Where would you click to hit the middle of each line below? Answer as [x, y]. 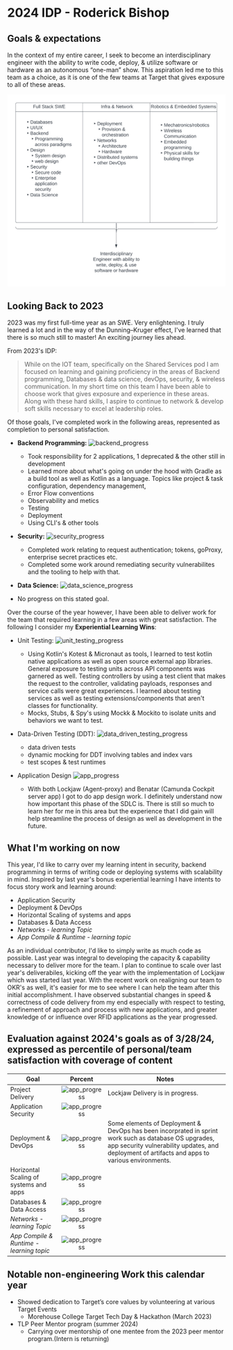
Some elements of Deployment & [154, 1123]
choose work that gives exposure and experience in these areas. [116, 394]
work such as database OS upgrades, [161, 1138]
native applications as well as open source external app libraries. [120, 661]
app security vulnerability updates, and [163, 1146]
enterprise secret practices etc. [72, 557]
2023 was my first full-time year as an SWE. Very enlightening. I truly [106, 323]
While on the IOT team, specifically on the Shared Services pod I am [121, 364]
